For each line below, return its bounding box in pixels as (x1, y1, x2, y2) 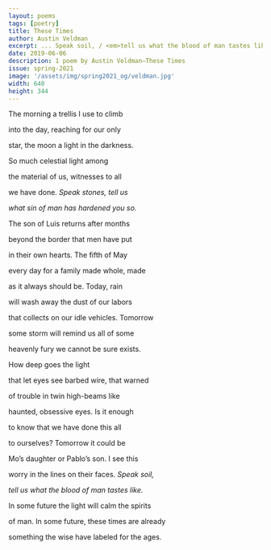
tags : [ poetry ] (8, 19, 60, 27)
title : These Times (8, 27, 74, 35)
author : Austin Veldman (8, 34, 89, 43)
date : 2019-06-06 (8, 49, 67, 57)
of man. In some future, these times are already (8, 517, 166, 527)
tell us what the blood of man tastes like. (8, 485, 144, 495)
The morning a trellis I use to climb (8, 109, 123, 119)
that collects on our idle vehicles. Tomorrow (8, 313, 154, 323)
